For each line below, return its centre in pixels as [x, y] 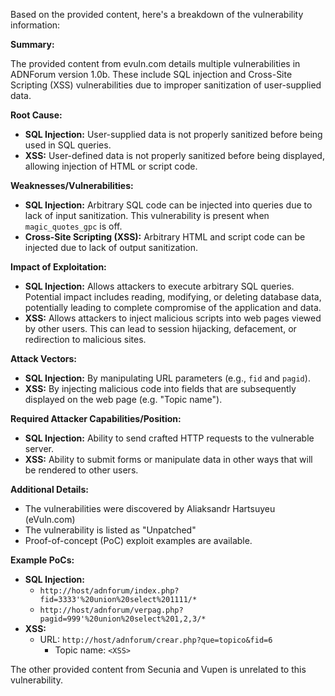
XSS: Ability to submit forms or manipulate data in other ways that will [168, 459]
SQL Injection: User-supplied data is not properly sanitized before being [173, 134]
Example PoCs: [42, 560]
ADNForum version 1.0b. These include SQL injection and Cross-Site [151, 74]
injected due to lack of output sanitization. [111, 247]
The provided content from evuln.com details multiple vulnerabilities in [155, 63]
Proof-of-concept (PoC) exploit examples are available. [138, 540]
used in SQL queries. [68, 145]
